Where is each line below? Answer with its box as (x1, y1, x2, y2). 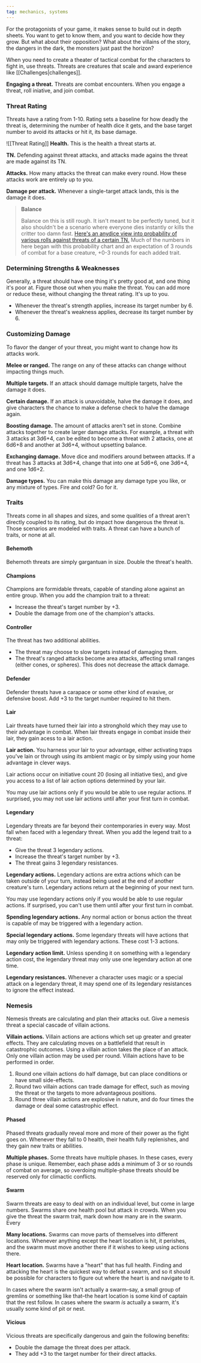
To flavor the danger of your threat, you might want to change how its (6, 343, 178, 351)
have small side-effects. (14, 1077, 75, 1084)
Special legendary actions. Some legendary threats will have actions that (6, 931, 189, 938)
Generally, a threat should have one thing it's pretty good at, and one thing (6, 277, 190, 285)
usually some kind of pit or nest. (6, 1305, 86, 1312)
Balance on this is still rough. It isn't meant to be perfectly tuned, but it (20, 217, 195, 224)
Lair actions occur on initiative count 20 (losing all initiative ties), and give (6, 770, 188, 778)
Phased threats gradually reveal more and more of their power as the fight (6, 1129, 189, 1137)
